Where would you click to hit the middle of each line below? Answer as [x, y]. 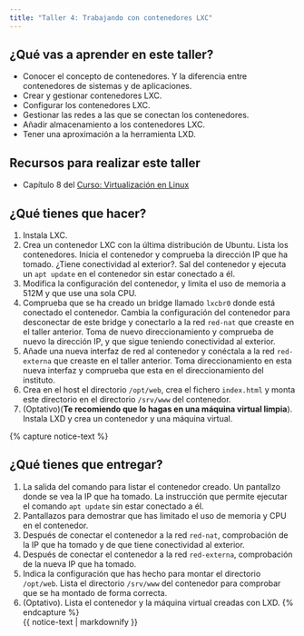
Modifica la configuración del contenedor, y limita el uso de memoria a [154, 283]
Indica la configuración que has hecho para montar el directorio [142, 573]
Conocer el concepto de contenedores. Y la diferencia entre [135, 76]
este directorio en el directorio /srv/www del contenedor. [127, 400]
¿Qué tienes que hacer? [78, 213]
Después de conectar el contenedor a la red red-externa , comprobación [157, 554]
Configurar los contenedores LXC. [87, 105]
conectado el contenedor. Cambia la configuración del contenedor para [156, 313]
